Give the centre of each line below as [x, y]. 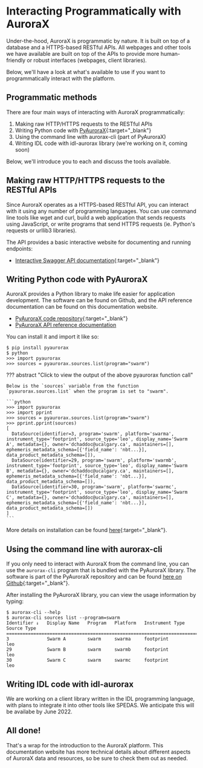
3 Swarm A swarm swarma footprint [88, 639]
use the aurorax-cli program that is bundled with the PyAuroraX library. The [101, 570]
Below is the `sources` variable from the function [72, 386]
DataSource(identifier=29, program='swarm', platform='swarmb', [94, 460]
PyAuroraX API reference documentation [66, 325]
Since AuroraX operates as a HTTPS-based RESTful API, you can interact [98, 204]
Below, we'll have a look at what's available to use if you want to [86, 72]
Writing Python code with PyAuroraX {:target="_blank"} [83, 130]
